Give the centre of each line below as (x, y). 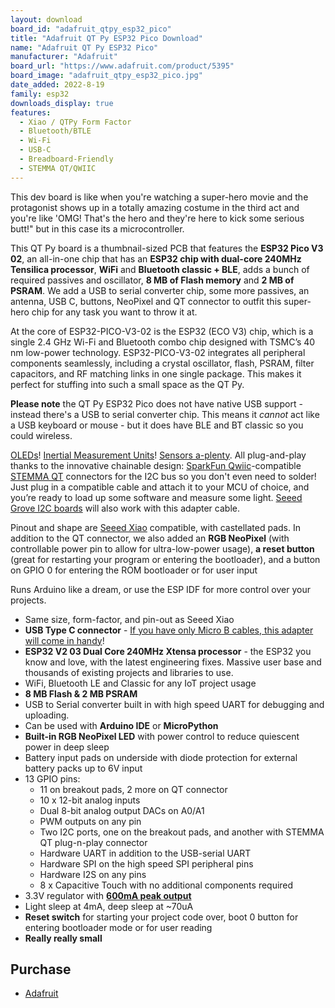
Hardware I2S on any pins (93, 874)
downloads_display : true (62, 103)
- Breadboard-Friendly (66, 159)
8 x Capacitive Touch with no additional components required (166, 885)
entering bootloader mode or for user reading (118, 927)
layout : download (46, 19)
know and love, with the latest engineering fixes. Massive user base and (173, 662)
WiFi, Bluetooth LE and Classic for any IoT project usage (140, 683)
